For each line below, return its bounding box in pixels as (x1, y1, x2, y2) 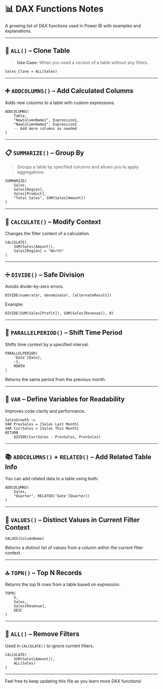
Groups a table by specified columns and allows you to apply (16, 164, 139, 170)
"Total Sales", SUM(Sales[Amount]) (14, 196, 86, 200)
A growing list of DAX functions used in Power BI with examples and (5, 22, 141, 29)
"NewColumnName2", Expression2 (14, 122, 77, 127)
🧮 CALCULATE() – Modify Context (5, 218, 101, 226)
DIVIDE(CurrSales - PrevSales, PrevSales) (14, 435, 101, 439)
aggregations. (16, 169, 45, 175)
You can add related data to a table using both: (5, 476, 98, 482)
